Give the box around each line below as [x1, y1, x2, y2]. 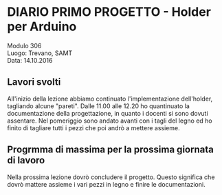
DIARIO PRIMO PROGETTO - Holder [7, 4, 212, 20]
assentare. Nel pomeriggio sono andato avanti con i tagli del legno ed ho [7, 116, 212, 125]
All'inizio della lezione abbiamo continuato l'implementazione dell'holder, [7, 94, 213, 103]
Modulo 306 [7, 41, 42, 50]
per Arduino [7, 19, 77, 34]
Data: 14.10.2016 [7, 56, 53, 64]
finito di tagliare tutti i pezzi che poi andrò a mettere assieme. [7, 123, 180, 132]
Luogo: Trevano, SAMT [7, 49, 73, 57]
